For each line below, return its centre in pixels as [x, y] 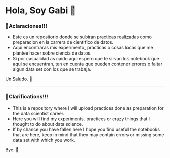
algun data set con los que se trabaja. [52, 69]
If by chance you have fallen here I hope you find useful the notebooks [86, 129]
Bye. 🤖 [12, 150]
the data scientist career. [38, 113]
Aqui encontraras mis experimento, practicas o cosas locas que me [83, 48]
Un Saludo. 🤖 [19, 79]
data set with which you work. [44, 140]
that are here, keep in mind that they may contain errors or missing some [88, 135]
